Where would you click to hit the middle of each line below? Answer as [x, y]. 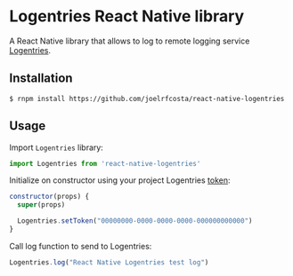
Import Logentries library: [57, 147]
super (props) [41, 205]
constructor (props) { [49, 197]
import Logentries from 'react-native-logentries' [105, 163]
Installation [41, 79]
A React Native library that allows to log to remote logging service [130, 41]
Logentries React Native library [127, 16]
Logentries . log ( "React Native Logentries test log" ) [109, 262]
